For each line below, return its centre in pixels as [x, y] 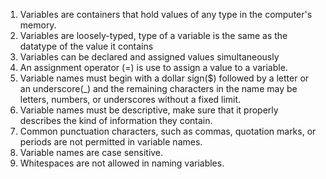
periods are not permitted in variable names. [111, 142]
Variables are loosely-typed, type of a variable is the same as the [153, 35]
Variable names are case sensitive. [91, 152]
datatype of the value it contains [86, 46]
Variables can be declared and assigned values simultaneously [149, 57]
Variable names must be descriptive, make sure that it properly [149, 110]
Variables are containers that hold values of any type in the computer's [166, 14]
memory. [38, 25]
